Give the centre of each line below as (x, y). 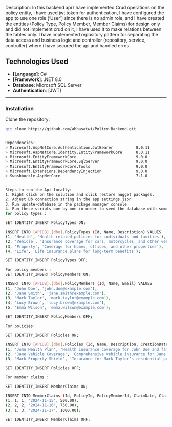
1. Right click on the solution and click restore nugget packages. (80, 194)
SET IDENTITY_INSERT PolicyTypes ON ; (46, 223)
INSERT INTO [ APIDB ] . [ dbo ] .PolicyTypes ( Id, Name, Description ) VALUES (83, 232)
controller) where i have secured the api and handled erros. (68, 45)
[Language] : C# (30, 74)
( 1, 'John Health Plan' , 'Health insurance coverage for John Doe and (82, 349)
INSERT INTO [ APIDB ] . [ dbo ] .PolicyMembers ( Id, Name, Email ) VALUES (79, 284)
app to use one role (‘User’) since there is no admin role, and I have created (85, 18)
